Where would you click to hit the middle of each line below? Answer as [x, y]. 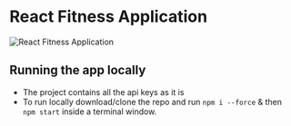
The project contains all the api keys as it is [103, 92]
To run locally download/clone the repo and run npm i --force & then [152, 102]
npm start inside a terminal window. [90, 111]
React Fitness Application [108, 17]
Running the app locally [78, 70]
